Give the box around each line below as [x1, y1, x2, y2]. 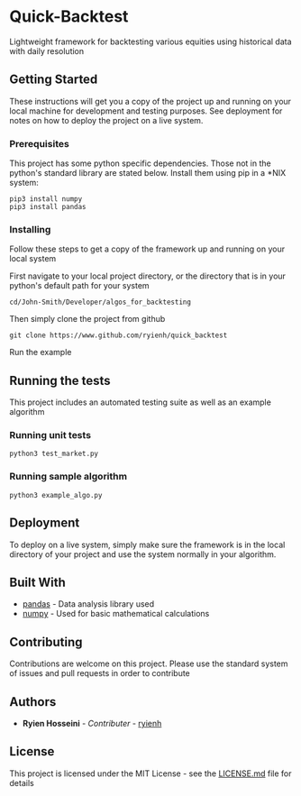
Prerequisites [9, 137, 69, 150]
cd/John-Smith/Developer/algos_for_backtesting [9, 297, 192, 307]
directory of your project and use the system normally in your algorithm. [9, 548, 277, 560]
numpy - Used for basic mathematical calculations [22, 608, 210, 619]
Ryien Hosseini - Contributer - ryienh [22, 718, 162, 728]
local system [9, 253, 57, 264]
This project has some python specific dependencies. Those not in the [9, 158, 272, 169]
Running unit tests [9, 429, 92, 442]
